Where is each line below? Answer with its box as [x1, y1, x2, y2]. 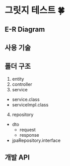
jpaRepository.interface [12, 137, 61, 143]
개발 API [5, 153, 30, 162]
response [19, 132, 39, 138]
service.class [12, 96, 40, 102]
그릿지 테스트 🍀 [5, 5, 65, 16]
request [19, 127, 36, 133]
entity [12, 76, 24, 82]
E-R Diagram [5, 25, 45, 33]
